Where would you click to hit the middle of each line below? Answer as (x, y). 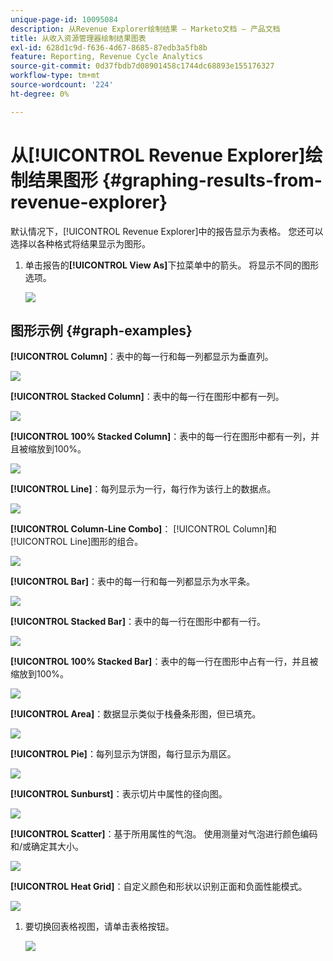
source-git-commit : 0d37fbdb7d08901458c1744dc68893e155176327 (142, 66)
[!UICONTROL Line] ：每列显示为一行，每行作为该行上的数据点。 (143, 489)
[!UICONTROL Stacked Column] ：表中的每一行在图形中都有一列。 (147, 397)
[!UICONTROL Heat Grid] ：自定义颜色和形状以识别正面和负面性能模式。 (159, 887)
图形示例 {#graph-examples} (101, 330)
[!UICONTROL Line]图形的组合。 (77, 542)
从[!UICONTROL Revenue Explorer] (158, 155)
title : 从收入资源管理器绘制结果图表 (78, 38)
